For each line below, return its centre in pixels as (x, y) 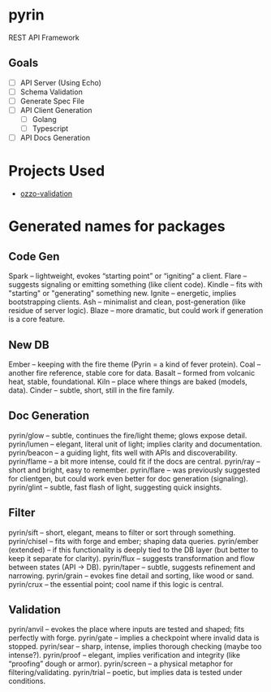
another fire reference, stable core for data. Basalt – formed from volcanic (132, 372)
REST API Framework (44, 37)
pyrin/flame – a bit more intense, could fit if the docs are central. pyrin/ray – (135, 461)
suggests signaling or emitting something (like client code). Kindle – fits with (135, 285)
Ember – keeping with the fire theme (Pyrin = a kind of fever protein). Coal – (135, 364)
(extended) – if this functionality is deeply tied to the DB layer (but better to (133, 550)
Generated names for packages (117, 226)
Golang (44, 119)
